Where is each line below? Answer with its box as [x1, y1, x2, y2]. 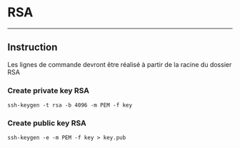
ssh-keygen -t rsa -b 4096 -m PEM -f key [7, 102, 133, 109]
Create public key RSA [7, 118, 87, 128]
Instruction [7, 41, 58, 53]
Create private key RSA [7, 85, 90, 95]
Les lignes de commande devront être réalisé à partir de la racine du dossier [7, 60, 232, 68]
